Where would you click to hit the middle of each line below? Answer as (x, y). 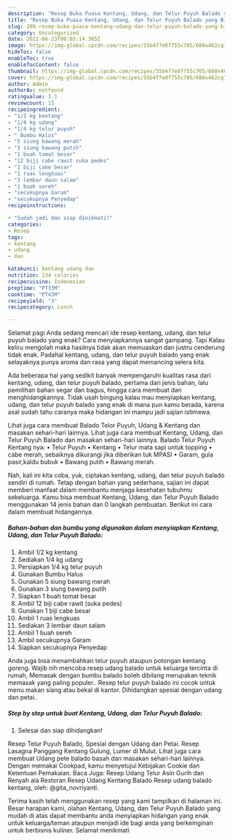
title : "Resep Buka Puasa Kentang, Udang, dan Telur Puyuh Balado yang (113, 20)
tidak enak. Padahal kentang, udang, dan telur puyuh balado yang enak (108, 355)
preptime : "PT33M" (34, 288)
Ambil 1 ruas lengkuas (49, 618)
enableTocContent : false (43, 65)
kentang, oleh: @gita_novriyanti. (53, 788)
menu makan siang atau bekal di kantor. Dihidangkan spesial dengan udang (115, 690)
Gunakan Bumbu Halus (50, 574)
